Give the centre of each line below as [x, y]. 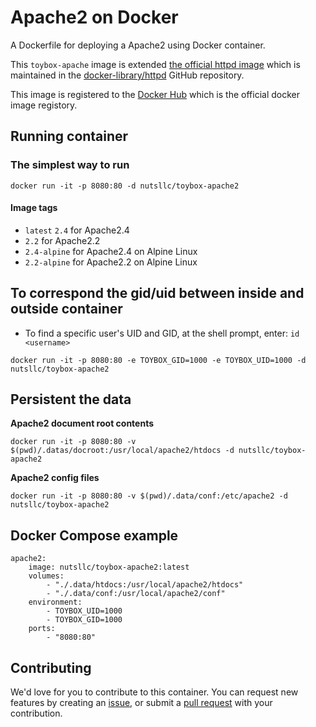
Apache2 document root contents [82, 423]
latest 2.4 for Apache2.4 [77, 230]
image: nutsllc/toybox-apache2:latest [109, 567]
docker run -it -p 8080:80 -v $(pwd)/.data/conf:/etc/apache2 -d [149, 496]
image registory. [44, 105]
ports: [42, 629]
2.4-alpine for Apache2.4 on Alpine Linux [111, 251]
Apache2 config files [55, 478]
